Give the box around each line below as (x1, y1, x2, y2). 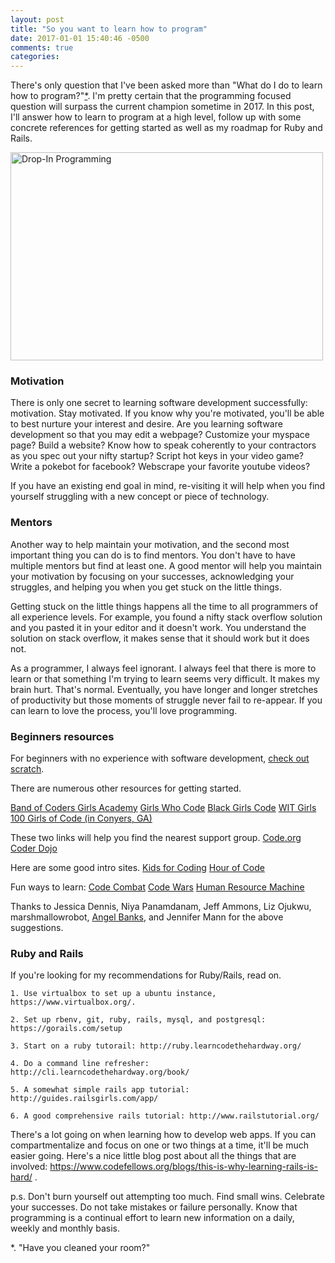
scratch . (10, 763, 45, 775)
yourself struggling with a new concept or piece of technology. (10, 491, 270, 503)
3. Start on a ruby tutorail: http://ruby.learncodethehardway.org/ (10, 1041, 302, 1051)
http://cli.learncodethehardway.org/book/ (10, 1067, 190, 1078)
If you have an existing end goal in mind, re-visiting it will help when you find (10, 480, 326, 492)
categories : (10, 52, 60, 62)
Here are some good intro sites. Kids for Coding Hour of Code (10, 862, 265, 874)
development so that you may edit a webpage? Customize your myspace (10, 429, 311, 441)
